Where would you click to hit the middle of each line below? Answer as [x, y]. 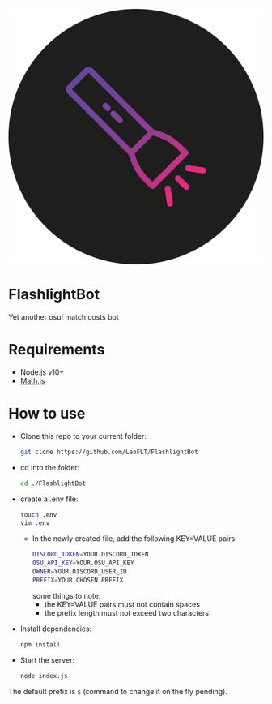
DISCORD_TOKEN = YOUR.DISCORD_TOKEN [90, 555]
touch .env [38, 515]
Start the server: [47, 660]
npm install [40, 644]
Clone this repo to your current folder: [83, 436]
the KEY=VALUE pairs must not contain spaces [122, 604]
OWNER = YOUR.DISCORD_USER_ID [79, 572]
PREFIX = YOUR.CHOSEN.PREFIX [78, 580]
